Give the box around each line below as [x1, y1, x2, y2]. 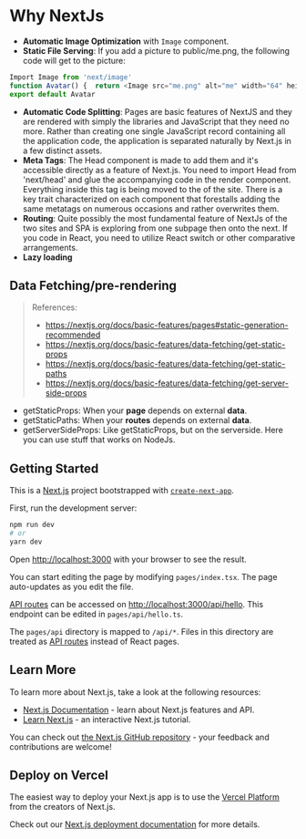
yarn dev [9, 537, 43, 546]
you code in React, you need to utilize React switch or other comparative [22, 232, 296, 243]
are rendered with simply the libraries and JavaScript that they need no [22, 116, 290, 127]
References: [31, 302, 77, 313]
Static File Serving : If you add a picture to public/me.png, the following [22, 45, 290, 56]
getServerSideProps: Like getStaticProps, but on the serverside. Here [22, 425, 284, 436]
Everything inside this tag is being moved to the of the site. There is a [22, 183, 283, 194]
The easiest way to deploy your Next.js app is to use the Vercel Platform [9, 792, 280, 803]
